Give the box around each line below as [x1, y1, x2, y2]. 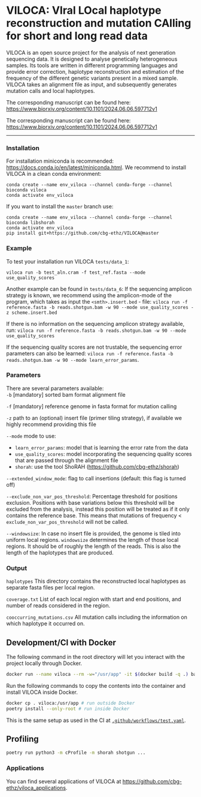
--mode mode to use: [6, 432, 56, 439]
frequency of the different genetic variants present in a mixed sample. [6, 74, 178, 82]
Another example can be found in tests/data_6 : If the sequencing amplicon [6, 285, 192, 292]
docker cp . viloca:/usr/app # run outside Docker [6, 700, 135, 706]
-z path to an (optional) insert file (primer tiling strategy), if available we [6, 414, 182, 421]
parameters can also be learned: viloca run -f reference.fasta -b [6, 349, 173, 357]
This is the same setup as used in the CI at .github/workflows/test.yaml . [6, 717, 186, 724]
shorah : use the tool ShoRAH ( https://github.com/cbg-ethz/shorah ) [14, 463, 179, 470]
